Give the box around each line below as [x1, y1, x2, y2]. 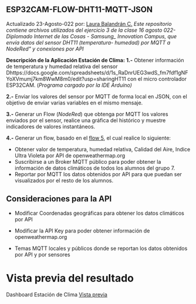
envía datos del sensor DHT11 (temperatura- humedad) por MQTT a [6, 39, 171, 46]
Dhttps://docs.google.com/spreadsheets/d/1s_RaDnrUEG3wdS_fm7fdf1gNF [6, 69, 188, 76]
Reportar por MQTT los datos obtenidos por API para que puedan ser [14, 170, 182, 178]
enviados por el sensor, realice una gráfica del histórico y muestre [6, 117, 166, 124]
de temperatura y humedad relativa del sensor [6, 63, 119, 70]
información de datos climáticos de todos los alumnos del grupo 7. [14, 164, 175, 171]
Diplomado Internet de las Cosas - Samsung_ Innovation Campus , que [6, 32, 177, 40]
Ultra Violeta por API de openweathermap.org [14, 152, 126, 159]
